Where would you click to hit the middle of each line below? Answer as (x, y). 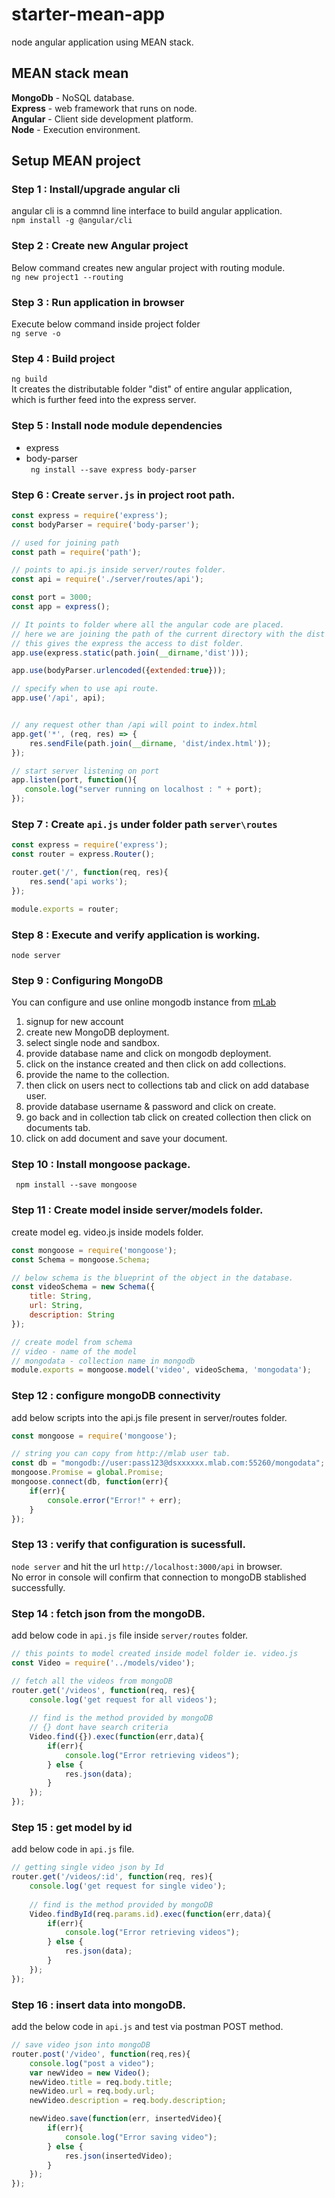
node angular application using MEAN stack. (102, 42)
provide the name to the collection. (97, 1075)
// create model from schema (72, 1342)
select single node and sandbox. (92, 1043)
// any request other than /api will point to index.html (134, 725)
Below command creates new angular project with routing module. (148, 267)
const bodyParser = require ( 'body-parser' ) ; (105, 524)
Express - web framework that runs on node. (104, 108)
